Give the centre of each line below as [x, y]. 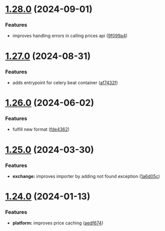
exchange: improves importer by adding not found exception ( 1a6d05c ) [86, 176]
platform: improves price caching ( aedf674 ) [58, 223]
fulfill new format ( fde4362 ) [41, 129]
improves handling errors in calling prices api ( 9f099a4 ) [70, 36]
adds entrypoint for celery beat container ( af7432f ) [65, 82]
